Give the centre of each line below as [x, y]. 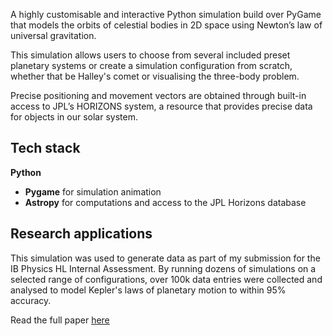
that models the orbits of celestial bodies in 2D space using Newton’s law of [166, 25]
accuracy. [31, 300]
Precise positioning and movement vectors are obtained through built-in [158, 95]
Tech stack [45, 148]
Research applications [81, 234]
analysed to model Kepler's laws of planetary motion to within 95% [148, 290]
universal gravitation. [53, 35]
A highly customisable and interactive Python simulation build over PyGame [166, 14]
